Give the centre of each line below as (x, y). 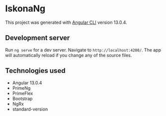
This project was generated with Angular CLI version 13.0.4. (66, 22)
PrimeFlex (23, 93)
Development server (38, 38)
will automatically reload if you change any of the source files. (69, 55)
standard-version (30, 109)
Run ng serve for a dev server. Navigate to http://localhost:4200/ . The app (83, 50)
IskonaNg (25, 9)
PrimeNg (21, 88)
